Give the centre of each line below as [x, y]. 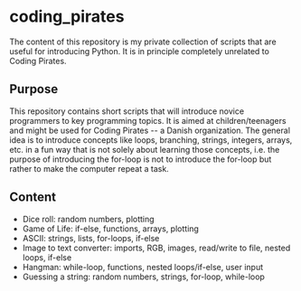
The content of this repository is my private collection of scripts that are [143, 42]
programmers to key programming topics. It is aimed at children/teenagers [148, 120]
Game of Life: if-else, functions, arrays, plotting [110, 229]
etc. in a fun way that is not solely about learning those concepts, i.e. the [145, 149]
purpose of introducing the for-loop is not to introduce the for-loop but [141, 159]
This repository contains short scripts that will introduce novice [127, 111]
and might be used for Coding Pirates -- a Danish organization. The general [150, 130]
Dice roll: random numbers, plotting [89, 219]
